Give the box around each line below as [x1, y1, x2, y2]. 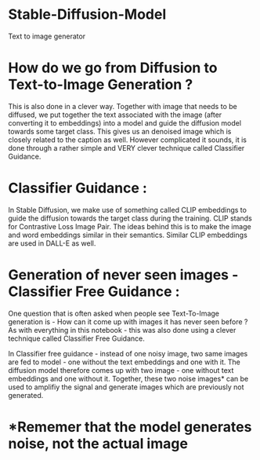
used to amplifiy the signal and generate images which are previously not [8, 382, 244, 392]
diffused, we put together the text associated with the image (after [8, 110, 222, 119]
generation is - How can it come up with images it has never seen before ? [8, 316, 248, 327]
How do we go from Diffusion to [8, 59, 218, 77]
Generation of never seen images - [8, 266, 239, 283]
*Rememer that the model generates [8, 418, 252, 436]
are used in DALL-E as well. [8, 238, 96, 248]
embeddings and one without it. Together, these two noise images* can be [8, 374, 249, 383]
